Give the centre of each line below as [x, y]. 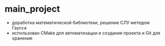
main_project [32, 9]
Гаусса [19, 27]
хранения [22, 38]
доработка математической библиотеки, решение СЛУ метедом [81, 23]
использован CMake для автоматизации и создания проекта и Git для [86, 33]
